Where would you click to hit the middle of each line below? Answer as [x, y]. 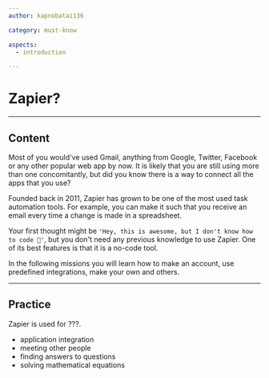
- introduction [41, 52]
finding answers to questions [68, 356]
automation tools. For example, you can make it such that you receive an [128, 207]
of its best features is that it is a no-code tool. [83, 248]
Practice [30, 305]
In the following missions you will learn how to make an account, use [121, 263]
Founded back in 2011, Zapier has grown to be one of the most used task [128, 198]
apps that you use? [40, 183]
